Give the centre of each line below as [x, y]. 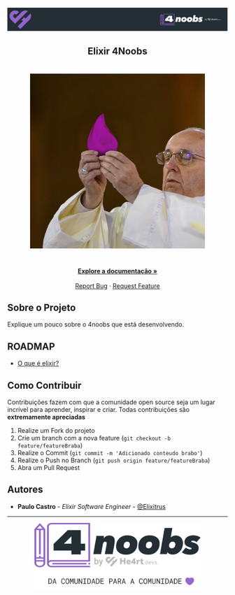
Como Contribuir [44, 385]
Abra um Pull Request [49, 467]
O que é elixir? [38, 364]
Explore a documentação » [117, 271]
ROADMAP [31, 346]
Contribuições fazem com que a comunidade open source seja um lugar [111, 402]
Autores [25, 490]
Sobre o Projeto [42, 307]
